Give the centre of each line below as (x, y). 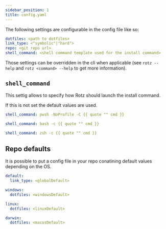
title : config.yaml (26, 15)
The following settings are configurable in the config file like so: (72, 29)
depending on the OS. (28, 167)
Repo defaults (28, 149)
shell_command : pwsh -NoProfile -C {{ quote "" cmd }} (65, 114)
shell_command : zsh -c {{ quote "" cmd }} (51, 133)
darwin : (14, 218)
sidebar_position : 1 (27, 10)
